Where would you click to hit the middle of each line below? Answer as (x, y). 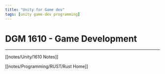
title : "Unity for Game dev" (35, 10)
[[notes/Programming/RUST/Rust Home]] (47, 67)
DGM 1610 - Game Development (71, 39)
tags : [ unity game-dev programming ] (42, 14)
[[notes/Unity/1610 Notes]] (32, 57)
